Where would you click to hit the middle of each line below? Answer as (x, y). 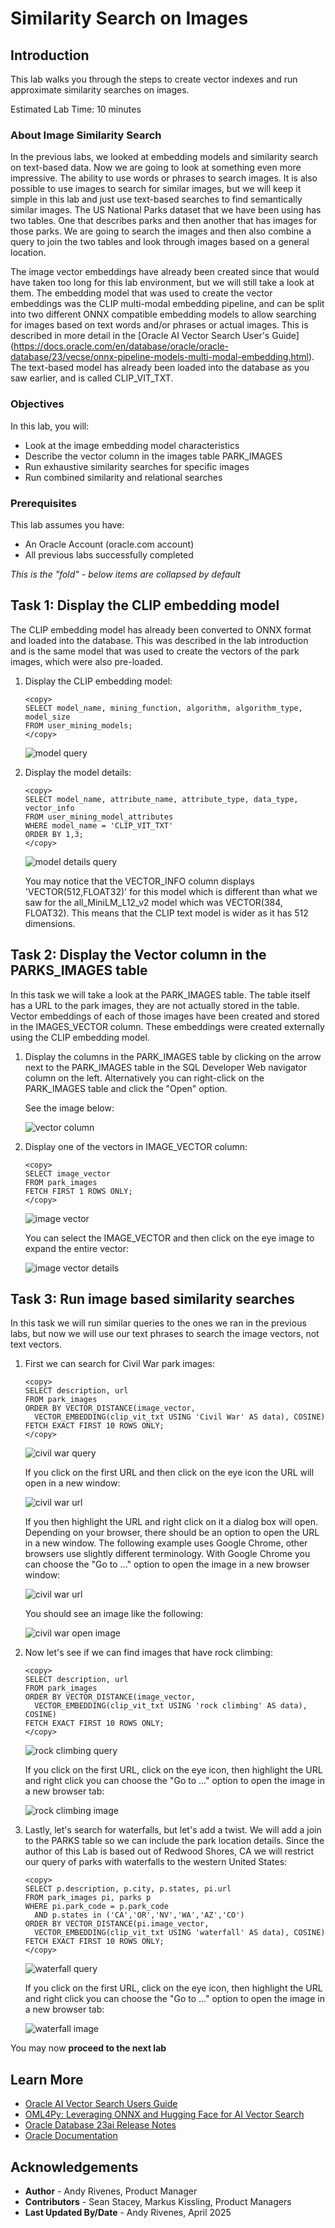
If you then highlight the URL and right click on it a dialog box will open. (171, 1522)
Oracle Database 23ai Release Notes (100, 2125)
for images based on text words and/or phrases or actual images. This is (159, 325)
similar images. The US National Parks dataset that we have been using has (166, 210)
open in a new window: (72, 1483)
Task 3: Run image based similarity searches (152, 1298)
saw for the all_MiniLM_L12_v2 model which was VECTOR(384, (153, 902)
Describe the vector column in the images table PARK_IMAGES (153, 456)
